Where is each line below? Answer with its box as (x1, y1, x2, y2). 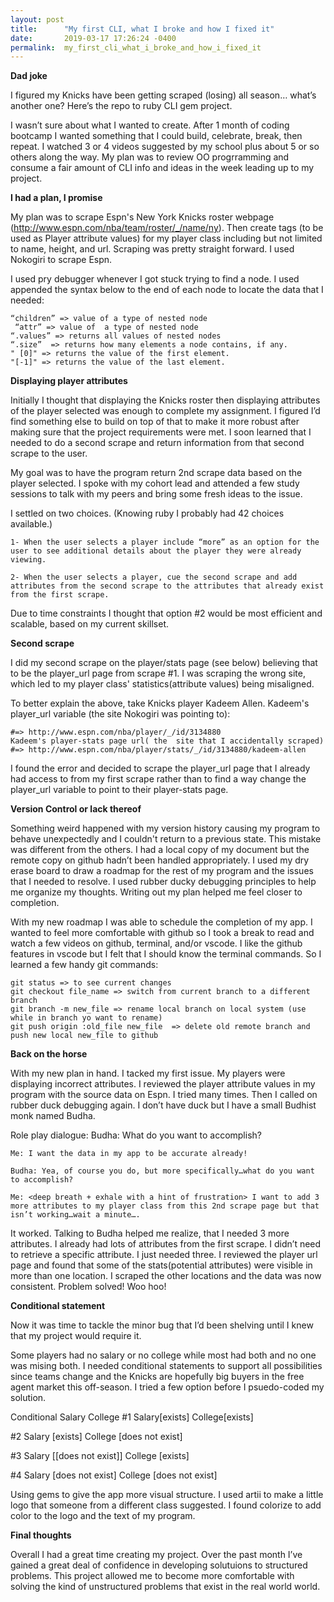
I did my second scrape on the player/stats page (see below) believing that (10, 657, 318, 669)
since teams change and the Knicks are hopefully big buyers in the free (10, 1371, 305, 1383)
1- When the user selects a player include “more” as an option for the (10, 537, 320, 548)
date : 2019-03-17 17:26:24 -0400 (10, 33, 177, 43)
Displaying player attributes (10, 375, 128, 387)
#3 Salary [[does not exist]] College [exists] (10, 1450, 190, 1462)
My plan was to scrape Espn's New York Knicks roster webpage (10, 211, 275, 223)
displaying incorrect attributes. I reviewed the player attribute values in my (10, 1078, 316, 1090)
